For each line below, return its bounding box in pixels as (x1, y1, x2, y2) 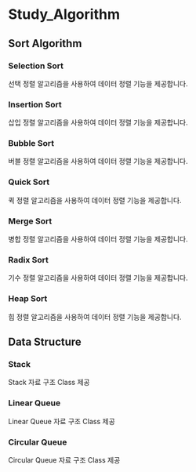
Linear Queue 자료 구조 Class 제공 (8, 416, 115, 426)
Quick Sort (8, 176, 50, 187)
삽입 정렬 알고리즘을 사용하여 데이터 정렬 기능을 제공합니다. (8, 118, 188, 127)
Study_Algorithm (8, 5, 120, 24)
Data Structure (8, 336, 82, 349)
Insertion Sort (8, 99, 62, 110)
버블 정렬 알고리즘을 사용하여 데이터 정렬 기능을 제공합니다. (8, 157, 188, 166)
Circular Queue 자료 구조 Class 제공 (8, 455, 121, 464)
